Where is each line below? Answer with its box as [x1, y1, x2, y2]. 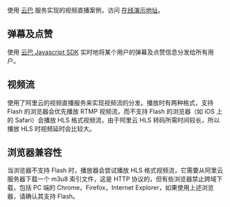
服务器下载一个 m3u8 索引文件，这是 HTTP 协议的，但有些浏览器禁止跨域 [7, 175, 217, 183]
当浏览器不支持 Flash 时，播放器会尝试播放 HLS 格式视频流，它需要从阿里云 [7, 166, 224, 174]
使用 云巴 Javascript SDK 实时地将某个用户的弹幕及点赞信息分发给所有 [7, 48, 208, 56]
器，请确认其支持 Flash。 [7, 192, 80, 201]
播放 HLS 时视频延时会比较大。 [7, 124, 96, 133]
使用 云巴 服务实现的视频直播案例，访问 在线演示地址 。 [7, 6, 164, 14]
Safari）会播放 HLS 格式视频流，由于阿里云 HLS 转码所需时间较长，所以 [15, 116, 220, 124]
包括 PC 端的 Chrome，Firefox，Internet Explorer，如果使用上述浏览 [19, 183, 214, 192]
